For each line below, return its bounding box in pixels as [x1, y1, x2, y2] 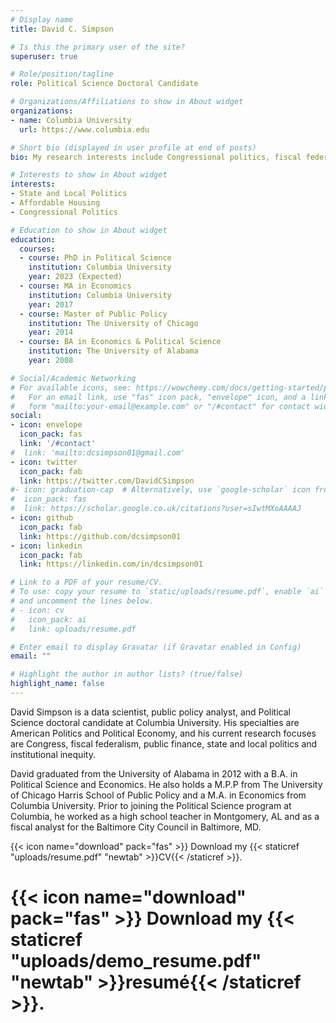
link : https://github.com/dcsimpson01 [19, 531, 182, 541]
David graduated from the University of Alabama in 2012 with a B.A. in [10, 767, 298, 780]
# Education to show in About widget [10, 225, 168, 235]
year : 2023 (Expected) [28, 272, 123, 282]
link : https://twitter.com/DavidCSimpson [19, 476, 195, 486]
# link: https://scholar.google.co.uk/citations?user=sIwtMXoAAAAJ [10, 504, 302, 514]
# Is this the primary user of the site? [10, 42, 186, 52]
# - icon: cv [10, 605, 65, 615]
